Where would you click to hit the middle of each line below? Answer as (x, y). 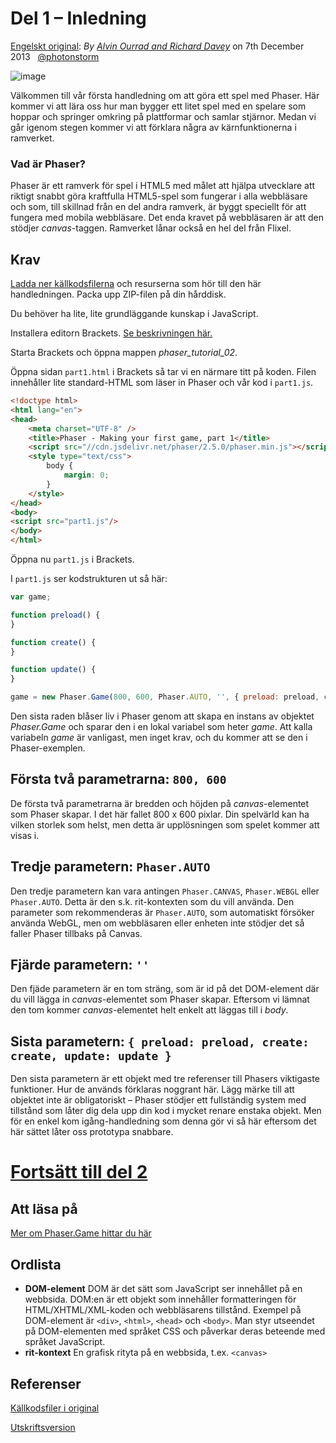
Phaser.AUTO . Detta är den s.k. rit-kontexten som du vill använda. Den (152, 901)
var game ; (31, 597)
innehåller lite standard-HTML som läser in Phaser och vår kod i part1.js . (162, 383)
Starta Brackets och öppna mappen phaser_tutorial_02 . (124, 353)
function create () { (53, 642)
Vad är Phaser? (48, 164)
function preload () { (55, 615)
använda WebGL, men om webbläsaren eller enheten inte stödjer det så (157, 923)
